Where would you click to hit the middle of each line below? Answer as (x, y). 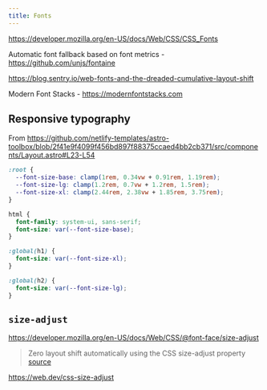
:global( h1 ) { (32, 251)
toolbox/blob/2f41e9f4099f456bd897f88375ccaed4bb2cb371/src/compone (133, 147)
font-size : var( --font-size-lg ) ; (71, 288)
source (40, 362)
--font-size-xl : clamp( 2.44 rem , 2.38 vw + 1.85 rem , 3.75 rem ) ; (120, 193)
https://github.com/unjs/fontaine (62, 63)
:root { (21, 170)
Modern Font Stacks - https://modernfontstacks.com (95, 94)
